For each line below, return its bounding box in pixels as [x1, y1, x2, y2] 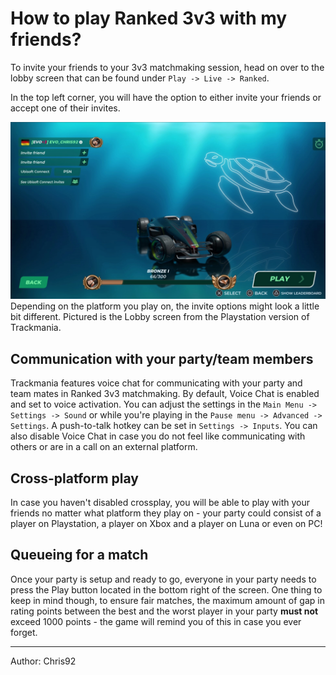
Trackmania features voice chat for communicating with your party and [10, 377, 303, 389]
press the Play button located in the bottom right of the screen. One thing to [10, 583, 323, 596]
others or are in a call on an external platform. [10, 441, 198, 453]
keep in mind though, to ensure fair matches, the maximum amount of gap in [10, 594, 325, 606]
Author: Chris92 [10, 655, 77, 667]
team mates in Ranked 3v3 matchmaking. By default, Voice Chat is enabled [10, 388, 320, 400]
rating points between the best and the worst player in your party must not [10, 605, 319, 617]
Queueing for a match [10, 547, 149, 564]
